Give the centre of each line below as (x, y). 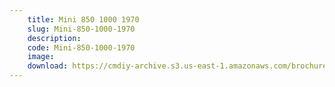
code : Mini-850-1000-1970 (81, 47)
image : (41, 57)
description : (54, 38)
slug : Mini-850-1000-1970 (81, 29)
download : (48, 66)
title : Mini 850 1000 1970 (83, 19)
